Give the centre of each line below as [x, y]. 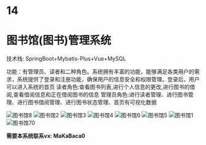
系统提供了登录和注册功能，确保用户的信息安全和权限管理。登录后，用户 [108, 80]
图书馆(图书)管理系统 [59, 41]
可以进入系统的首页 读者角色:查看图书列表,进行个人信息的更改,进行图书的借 [101, 87]
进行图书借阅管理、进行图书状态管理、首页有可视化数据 [87, 102]
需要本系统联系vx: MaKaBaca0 [46, 136]
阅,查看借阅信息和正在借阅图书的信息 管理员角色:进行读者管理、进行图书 [97, 95]
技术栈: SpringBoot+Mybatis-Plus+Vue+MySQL [66, 59]
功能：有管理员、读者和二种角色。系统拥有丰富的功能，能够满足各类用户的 [100, 72]
